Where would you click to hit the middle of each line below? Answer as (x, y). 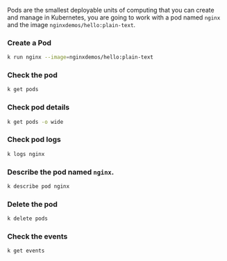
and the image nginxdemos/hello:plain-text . (72, 25)
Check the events (37, 236)
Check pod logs (34, 140)
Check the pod (32, 75)
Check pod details (39, 107)
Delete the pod (32, 204)
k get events (26, 251)
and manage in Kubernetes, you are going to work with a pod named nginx (114, 17)
